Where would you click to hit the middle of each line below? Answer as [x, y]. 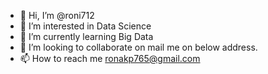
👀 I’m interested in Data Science [85, 26]
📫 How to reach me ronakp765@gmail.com [110, 58]
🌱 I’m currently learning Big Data [86, 36]
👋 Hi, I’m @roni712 [57, 15]
